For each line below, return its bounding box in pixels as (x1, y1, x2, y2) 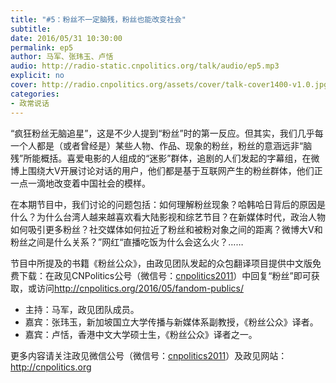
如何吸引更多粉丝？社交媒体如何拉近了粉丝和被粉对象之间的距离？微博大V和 (10, 223, 323, 235)
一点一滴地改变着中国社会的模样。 (10, 177, 151, 189)
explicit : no (10, 71, 65, 81)
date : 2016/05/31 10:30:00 (10, 33, 123, 43)
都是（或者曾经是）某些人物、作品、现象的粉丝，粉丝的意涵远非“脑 (36, 139, 313, 151)
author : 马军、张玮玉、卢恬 (10, 52, 114, 62)
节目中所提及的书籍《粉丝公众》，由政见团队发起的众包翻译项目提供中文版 (10, 257, 313, 269)
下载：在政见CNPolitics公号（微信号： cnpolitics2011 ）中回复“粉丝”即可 (18, 269, 312, 281)
